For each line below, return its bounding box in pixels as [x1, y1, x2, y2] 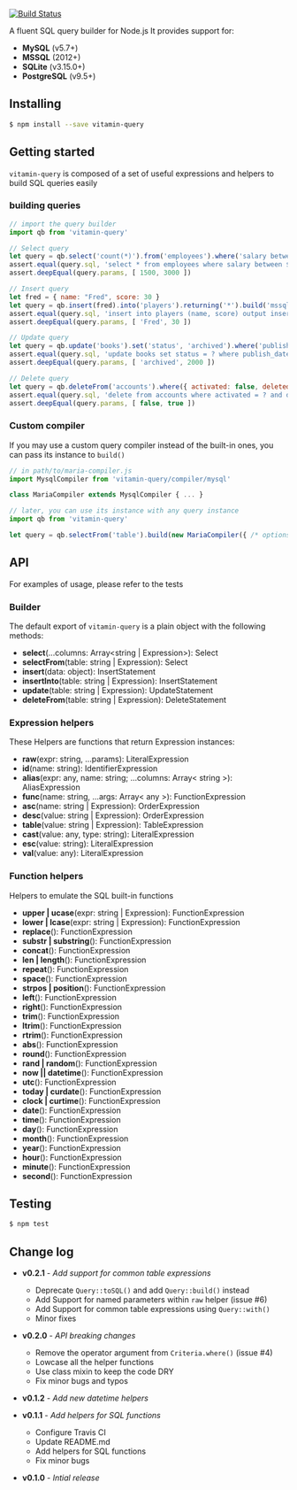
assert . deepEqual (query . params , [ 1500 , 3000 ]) [9, 268, 192, 278]
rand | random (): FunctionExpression [21, 1058, 157, 1069]
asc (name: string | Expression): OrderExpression [21, 801, 201, 812]
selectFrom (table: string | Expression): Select [21, 657, 188, 668]
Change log [9, 1244, 74, 1259]
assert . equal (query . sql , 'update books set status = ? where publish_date [9, 350, 291, 359]
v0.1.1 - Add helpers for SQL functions [21, 1410, 161, 1421]
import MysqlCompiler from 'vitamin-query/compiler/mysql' [9, 475, 232, 483]
